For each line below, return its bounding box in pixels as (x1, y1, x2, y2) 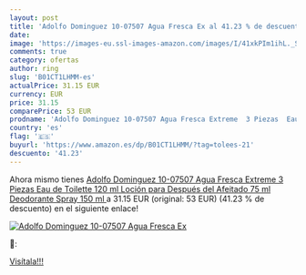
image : (9, 38, 35, 48)
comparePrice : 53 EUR (9, 107, 92, 116)
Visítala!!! (9, 256, 44, 267)
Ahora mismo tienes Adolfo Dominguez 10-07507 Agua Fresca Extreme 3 (9, 174, 284, 185)
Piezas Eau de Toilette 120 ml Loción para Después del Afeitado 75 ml (9, 183, 271, 194)
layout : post (9, 13, 59, 23)
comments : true (9, 47, 67, 56)
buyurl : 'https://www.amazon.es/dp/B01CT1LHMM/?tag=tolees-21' (9, 140, 255, 149)
